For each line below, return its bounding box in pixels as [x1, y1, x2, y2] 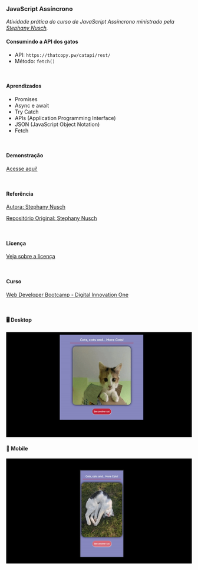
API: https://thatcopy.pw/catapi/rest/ [14, 51, 111, 58]
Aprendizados [6, 82, 42, 90]
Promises [14, 95, 38, 102]
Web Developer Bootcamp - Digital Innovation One [6, 291, 128, 298]
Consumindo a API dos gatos [6, 38, 78, 45]
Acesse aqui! [6, 165, 38, 172]
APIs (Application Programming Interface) [14, 114, 116, 121]
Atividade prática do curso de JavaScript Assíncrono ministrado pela [6, 18, 175, 25]
